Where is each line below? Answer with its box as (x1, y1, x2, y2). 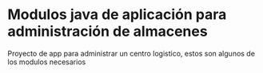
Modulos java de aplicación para (7, 6, 227, 24)
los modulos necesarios (7, 57, 86, 67)
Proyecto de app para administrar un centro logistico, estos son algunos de (7, 48, 255, 58)
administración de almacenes (7, 22, 209, 40)
